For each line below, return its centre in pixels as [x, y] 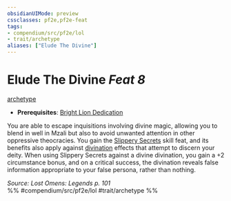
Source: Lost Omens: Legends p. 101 [59, 183]
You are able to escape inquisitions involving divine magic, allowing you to [112, 126]
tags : [15, 26]
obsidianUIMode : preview [43, 13]
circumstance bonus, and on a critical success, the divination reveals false [113, 162]
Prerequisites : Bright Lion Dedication [70, 112]
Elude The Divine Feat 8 [77, 80]
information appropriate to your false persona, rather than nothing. [102, 169]
